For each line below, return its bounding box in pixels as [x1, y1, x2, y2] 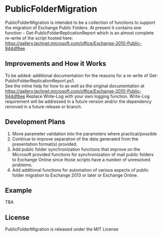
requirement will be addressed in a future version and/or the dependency [5, 99, 152, 104]
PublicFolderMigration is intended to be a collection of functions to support [5, 20, 156, 25]
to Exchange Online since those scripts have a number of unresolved [12, 157, 150, 162]
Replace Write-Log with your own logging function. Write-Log [26, 93, 150, 99]
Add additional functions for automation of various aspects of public [12, 167, 149, 173]
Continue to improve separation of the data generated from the [12, 136, 139, 142]
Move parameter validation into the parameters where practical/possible [12, 131, 157, 137]
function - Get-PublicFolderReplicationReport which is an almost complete [5, 30, 154, 36]
